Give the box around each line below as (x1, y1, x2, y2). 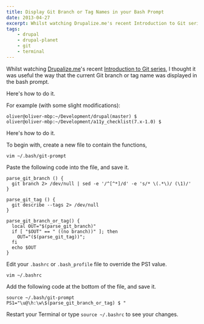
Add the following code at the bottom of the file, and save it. (6, 283, 157, 290)
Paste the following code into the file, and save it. (6, 164, 129, 171)
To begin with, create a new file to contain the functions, (6, 141, 148, 148)
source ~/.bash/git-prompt (6, 294, 75, 301)
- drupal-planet (17, 37, 59, 43)
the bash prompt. (6, 78, 50, 85)
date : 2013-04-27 (6, 15, 50, 21)
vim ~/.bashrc (6, 272, 42, 278)
